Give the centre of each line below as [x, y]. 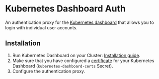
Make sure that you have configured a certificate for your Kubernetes [83, 61]
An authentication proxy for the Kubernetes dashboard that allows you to [79, 22]
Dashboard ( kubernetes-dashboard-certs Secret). [63, 66]
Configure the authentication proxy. [49, 71]
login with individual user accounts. [41, 27]
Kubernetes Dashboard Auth [65, 9]
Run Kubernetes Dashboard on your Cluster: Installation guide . [76, 55]
